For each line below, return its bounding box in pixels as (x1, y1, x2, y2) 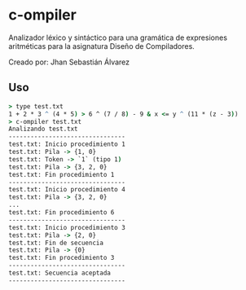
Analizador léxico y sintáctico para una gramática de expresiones (8, 33, 228, 42)
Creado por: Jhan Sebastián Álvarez (8, 57, 130, 67)
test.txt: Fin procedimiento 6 (8, 209, 115, 217)
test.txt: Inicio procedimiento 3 (8, 223, 126, 231)
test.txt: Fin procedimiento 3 (8, 254, 115, 262)
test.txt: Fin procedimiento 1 (8, 170, 115, 178)
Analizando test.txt (8, 125, 79, 134)
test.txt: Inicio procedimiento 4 (8, 186, 126, 194)
